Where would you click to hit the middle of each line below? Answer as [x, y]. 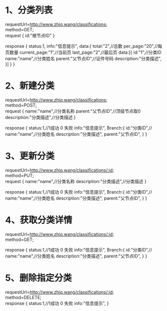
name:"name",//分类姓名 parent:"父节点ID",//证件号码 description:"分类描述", [83, 58]
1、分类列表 [29, 10]
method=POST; [21, 105]
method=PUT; [19, 175]
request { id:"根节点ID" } [30, 35]
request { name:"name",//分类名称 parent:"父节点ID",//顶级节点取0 [73, 111]
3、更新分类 [30, 156]
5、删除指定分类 [39, 278]
